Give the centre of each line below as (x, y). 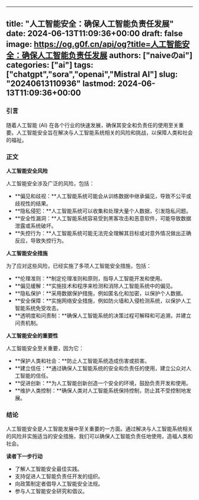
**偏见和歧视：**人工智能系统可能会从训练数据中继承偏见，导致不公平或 (103, 196)
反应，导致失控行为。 (41, 240)
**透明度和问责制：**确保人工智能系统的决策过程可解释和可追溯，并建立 (103, 315)
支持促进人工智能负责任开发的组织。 (59, 476)
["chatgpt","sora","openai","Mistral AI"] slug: (92, 75)
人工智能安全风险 (27, 170)
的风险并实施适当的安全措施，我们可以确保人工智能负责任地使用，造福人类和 (99, 436)
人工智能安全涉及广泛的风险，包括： (50, 183)
